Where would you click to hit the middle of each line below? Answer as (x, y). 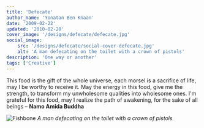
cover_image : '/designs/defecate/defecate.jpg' (68, 35)
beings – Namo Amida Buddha (45, 106)
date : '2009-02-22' (31, 23)
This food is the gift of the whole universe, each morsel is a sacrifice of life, (101, 80)
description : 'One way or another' (52, 57)
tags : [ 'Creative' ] (31, 63)
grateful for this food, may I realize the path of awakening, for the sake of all (102, 100)
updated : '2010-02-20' (35, 29)
